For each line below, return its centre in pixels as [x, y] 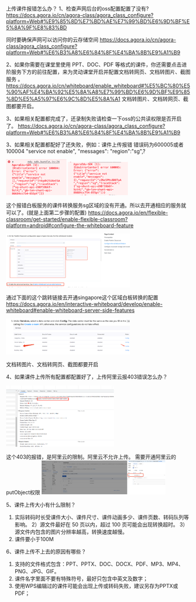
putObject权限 [23, 492]
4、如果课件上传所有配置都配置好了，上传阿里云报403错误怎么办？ [87, 377]
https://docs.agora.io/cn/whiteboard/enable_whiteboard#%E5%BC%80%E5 [98, 86]
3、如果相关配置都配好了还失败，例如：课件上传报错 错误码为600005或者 [95, 145]
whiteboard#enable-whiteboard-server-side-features [71, 310]
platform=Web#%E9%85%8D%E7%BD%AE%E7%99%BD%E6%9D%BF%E [98, 21]
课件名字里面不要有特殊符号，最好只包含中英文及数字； [81, 579]
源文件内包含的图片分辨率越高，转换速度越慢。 [71, 532]
